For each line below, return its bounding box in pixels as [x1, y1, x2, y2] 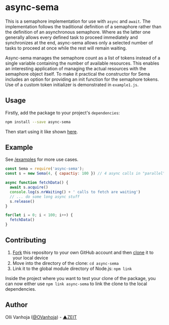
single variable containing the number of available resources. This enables [5, 60, 159, 66]
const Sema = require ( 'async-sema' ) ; [5, 166, 84, 172]
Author [5, 301, 28, 309]
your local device [12, 254, 49, 261]
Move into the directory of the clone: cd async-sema [12, 260, 119, 266]
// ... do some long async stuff [10, 194, 80, 199]
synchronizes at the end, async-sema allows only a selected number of [5, 39, 153, 45]
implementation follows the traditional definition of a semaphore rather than [5, 23, 162, 29]
